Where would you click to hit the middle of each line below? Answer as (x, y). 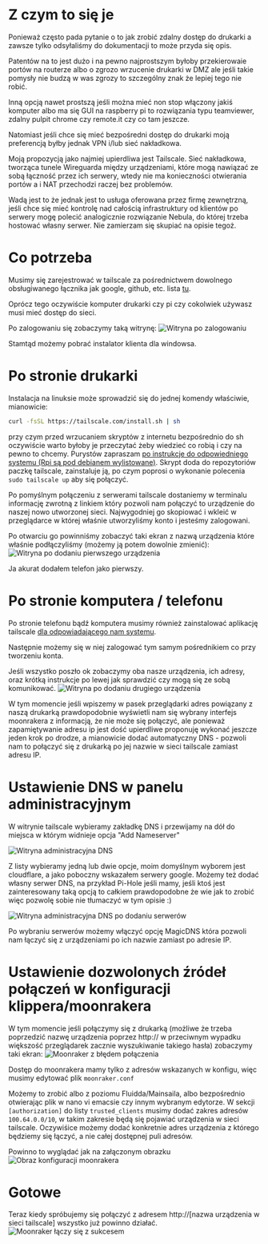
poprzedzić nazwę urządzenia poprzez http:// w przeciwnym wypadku (125, 1036)
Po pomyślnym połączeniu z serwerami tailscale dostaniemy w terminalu (128, 495)
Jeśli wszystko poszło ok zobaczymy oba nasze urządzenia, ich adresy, (127, 671)
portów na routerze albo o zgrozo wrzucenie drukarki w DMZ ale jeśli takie (131, 69)
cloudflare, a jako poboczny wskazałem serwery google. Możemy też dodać (134, 874)
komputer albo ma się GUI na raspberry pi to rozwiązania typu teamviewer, (131, 111)
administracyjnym (70, 804)
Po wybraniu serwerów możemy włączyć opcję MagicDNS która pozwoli (127, 931)
